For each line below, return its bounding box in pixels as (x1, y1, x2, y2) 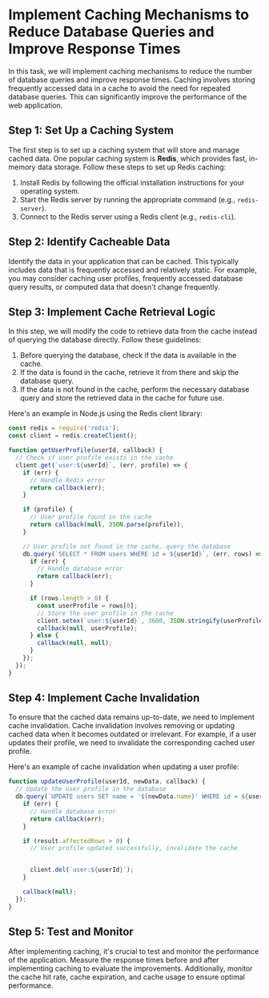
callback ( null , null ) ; (37, 639, 113, 647)
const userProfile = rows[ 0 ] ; (37, 601, 138, 609)
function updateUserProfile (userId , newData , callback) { (8, 777, 206, 786)
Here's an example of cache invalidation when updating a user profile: (8, 762, 239, 772)
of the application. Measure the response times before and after (8, 955, 219, 964)
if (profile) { (22, 506, 74, 514)
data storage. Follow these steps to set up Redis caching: (37, 162, 227, 172)
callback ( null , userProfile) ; (37, 624, 138, 632)
